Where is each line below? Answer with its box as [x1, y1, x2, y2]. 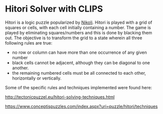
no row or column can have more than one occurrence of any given [12, 49, 147, 55]
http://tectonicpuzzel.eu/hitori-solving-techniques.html [5, 94, 115, 100]
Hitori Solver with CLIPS [5, 3, 103, 15]
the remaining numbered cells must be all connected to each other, [12, 70, 147, 76]
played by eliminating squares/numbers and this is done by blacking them [5, 30, 152, 35]
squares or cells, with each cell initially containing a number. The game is [5, 24, 151, 30]
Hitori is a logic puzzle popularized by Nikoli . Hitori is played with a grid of [5, 19, 152, 25]
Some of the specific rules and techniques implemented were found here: [5, 84, 152, 90]
